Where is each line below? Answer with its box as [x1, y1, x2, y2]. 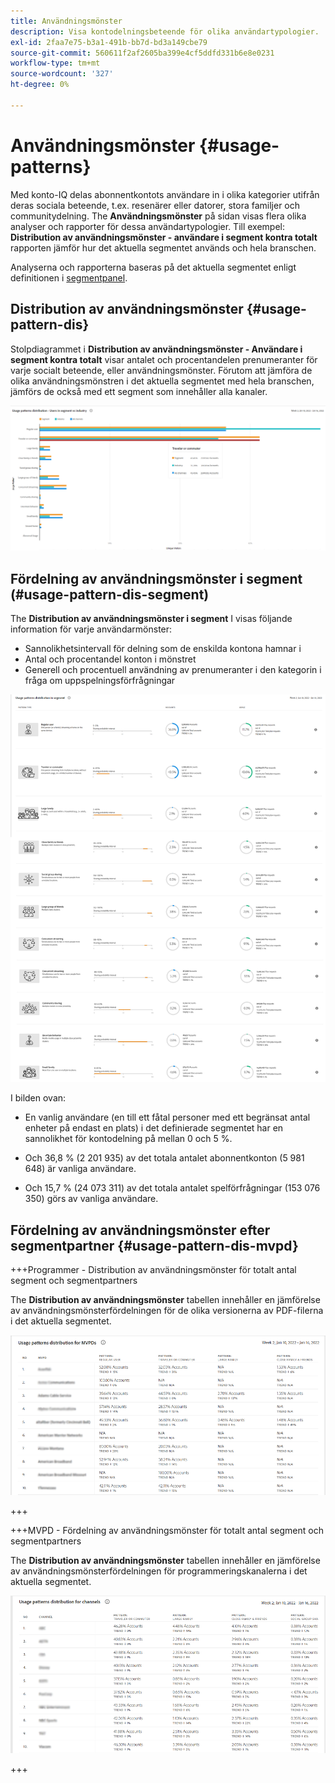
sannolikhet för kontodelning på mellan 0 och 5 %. [24, 1133, 233, 1145]
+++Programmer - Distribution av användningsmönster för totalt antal [10, 1264, 297, 1276]
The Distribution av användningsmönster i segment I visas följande [10, 613, 293, 625]
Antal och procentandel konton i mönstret [24, 653, 197, 665]
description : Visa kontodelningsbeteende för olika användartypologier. [10, 26, 320, 37]
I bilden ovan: [10, 1092, 67, 1104]
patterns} [10, 155, 92, 178]
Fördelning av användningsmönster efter [10, 1221, 271, 1239]
